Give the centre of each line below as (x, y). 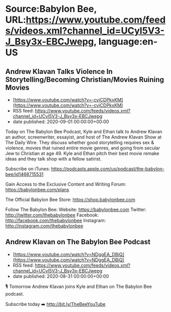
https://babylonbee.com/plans (37, 190)
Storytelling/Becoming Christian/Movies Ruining (85, 79)
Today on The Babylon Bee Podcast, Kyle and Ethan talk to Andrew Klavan (84, 132)
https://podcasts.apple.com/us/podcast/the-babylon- (108, 169)
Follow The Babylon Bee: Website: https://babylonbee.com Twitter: (76, 209)
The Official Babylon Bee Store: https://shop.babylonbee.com (70, 200)
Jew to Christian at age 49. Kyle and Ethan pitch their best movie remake (82, 153)
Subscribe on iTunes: (28, 169)
